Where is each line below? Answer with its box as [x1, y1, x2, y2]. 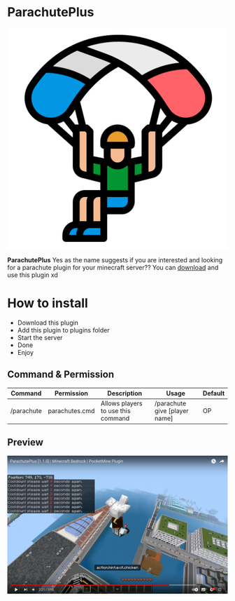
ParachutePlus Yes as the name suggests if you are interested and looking [7, 255, 223, 264]
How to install [7, 295, 89, 311]
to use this [100, 407, 131, 415]
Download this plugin [17, 318, 79, 327]
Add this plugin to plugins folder [17, 325, 110, 334]
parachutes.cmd [48, 407, 95, 415]
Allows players [100, 399, 143, 407]
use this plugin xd [7, 271, 58, 279]
